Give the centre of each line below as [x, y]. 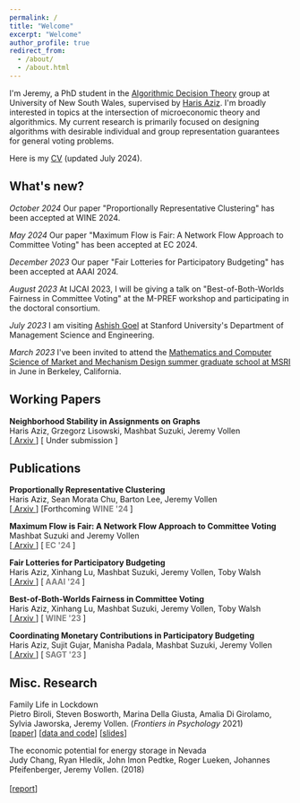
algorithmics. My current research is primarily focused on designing [134, 121]
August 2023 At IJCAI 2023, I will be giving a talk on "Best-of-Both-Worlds [147, 289]
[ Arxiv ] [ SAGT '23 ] [48, 655]
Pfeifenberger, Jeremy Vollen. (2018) [77, 770]
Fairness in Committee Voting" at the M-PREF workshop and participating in [149, 298]
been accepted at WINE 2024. [65, 217]
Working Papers [55, 400]
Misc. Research [53, 683]
